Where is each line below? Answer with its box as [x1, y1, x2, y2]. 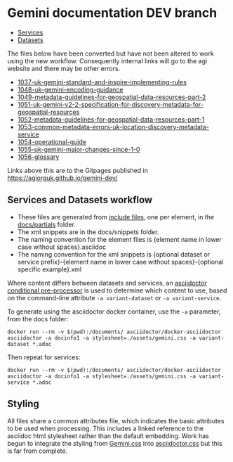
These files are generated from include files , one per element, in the [17, 212, 215, 221]
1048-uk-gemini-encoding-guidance [17, 85, 124, 94]
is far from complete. [7, 447, 68, 455]
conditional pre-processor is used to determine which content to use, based [7, 286, 227, 295]
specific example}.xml [17, 265, 82, 274]
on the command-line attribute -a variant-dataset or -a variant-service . [7, 293, 222, 302]
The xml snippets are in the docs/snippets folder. [17, 227, 159, 236]
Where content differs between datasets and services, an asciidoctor [7, 278, 207, 287]
